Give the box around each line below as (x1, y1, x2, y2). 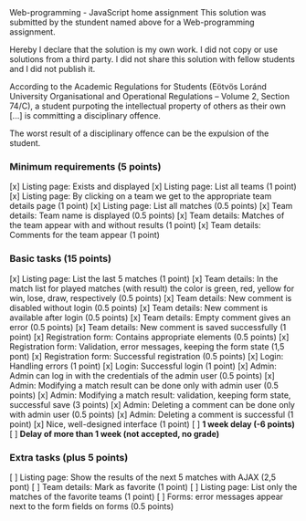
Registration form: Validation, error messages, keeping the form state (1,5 (9, 340, 285, 352)
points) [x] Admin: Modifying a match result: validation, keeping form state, (9, 390, 291, 401)
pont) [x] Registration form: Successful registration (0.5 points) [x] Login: (9, 350, 284, 361)
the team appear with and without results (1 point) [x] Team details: (9, 220, 262, 231)
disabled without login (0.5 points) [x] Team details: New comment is (9, 302, 268, 313)
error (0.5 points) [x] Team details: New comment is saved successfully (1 (9, 321, 287, 332)
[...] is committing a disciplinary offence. (9, 110, 162, 120)
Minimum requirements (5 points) (9, 160, 162, 172)
